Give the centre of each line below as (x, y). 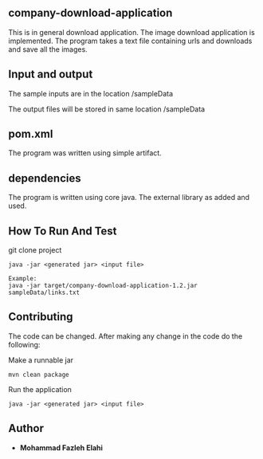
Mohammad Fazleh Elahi (61, 447)
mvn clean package (39, 375)
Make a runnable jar (41, 360)
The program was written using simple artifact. (85, 153)
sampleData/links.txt (44, 293)
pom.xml (31, 134)
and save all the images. (48, 49)
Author (26, 428)
